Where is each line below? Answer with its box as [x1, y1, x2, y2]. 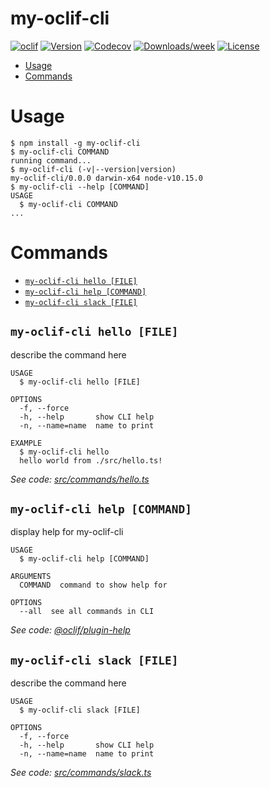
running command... [10, 155, 92, 166]
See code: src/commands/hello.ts [10, 473, 150, 485]
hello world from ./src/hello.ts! [19, 455, 163, 466]
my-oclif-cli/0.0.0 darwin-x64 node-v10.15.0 [10, 173, 203, 183]
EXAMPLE [10, 438, 43, 448]
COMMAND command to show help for [19, 580, 168, 591]
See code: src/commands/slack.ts [10, 767, 152, 779]
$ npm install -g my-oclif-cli [10, 138, 141, 148]
